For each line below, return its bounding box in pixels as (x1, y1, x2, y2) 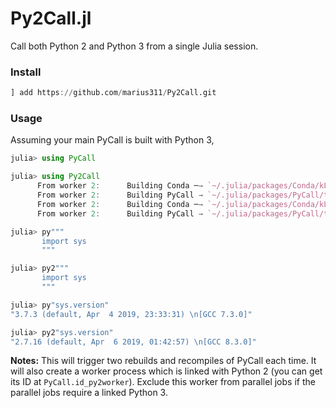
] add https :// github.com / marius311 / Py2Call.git (10, 88, 217, 98)
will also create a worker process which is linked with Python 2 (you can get (10, 365, 323, 377)
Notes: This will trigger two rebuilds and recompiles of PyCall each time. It (10, 355, 317, 367)
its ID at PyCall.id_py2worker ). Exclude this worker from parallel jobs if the (10, 376, 316, 388)
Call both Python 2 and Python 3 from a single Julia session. (10, 40, 259, 52)
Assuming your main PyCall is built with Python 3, (10, 134, 215, 146)
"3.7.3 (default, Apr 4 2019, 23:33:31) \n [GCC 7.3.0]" (10, 309, 253, 319)
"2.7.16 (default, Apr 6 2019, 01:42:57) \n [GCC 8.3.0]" (10, 337, 257, 347)
